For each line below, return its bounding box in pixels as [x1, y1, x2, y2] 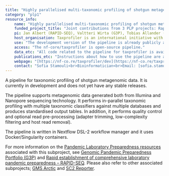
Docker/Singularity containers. [5, 134, 68, 140]
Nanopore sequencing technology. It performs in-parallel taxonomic [5, 98, 146, 104]
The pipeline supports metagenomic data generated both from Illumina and [5, 93, 161, 99]
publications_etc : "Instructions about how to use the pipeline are [14, 54, 161, 59]
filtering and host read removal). [5, 119, 72, 125]
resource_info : [5, 17, 37, 22]
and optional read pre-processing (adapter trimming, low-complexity [5, 114, 148, 120]
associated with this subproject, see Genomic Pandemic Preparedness [5, 149, 152, 155]
